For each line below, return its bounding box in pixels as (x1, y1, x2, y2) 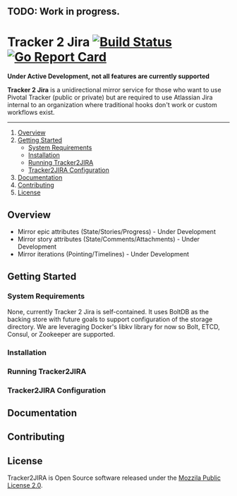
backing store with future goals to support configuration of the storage (7, 315, 213, 323)
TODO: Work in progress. (7, 6, 120, 18)
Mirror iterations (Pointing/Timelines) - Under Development (17, 250, 189, 259)
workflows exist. (7, 108, 55, 117)
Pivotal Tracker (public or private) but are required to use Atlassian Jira (7, 93, 213, 101)
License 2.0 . (7, 481, 43, 490)
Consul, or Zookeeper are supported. (7, 330, 115, 338)
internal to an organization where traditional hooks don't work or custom (7, 101, 217, 109)
